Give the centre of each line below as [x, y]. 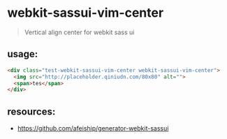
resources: [31, 111]
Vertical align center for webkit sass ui [79, 32]
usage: [23, 54]
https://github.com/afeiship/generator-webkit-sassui [93, 129]
